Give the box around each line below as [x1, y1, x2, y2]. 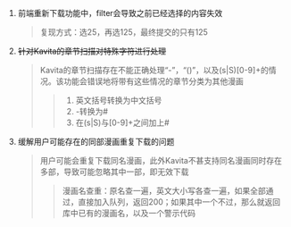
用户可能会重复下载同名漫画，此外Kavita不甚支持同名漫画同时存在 [39, 156, 283, 165]
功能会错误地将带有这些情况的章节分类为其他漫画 [63, 76, 244, 87]
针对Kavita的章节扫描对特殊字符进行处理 [17, 46, 167, 56]
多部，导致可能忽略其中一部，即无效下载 [39, 166, 189, 177]
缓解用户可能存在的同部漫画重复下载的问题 [17, 137, 175, 147]
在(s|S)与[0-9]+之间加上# [75, 117, 170, 128]
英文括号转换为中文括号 [75, 95, 162, 105]
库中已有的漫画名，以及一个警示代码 [62, 208, 196, 218]
